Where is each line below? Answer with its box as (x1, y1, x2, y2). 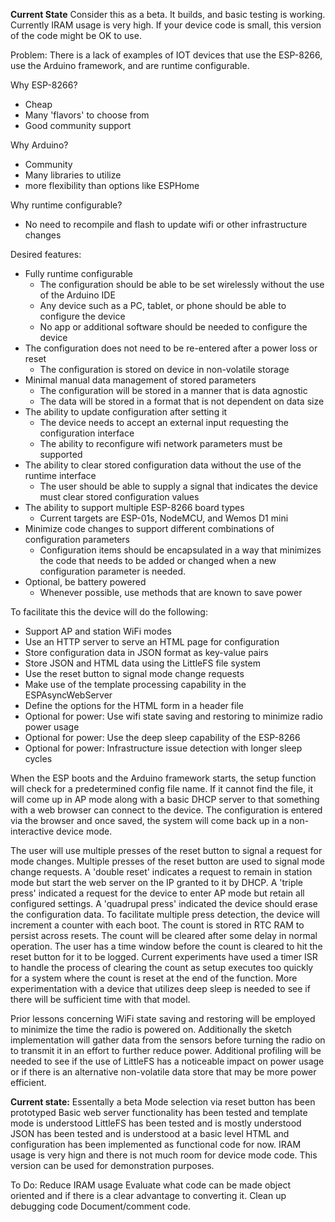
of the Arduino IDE (39, 289, 116, 301)
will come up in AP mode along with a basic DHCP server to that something (10, 794, 320, 805)
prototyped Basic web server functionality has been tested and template (10, 1107, 308, 1118)
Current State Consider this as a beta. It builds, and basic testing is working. (10, 9, 326, 20)
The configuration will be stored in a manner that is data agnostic (39, 385, 308, 396)
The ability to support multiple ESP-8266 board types (24, 502, 245, 513)
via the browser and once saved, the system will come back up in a (10, 815, 287, 826)
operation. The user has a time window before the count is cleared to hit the (10, 940, 323, 952)
